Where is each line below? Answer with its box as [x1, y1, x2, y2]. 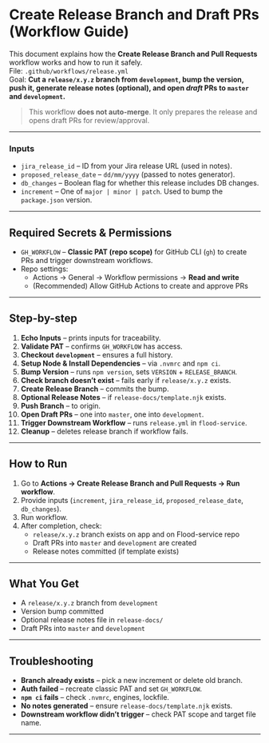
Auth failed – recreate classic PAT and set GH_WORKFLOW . [20, 684, 203, 693]
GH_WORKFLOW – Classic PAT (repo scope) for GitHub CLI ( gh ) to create [20, 247, 247, 257]
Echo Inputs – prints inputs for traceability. [20, 333, 161, 342]
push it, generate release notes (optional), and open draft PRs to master [9, 82, 250, 93]
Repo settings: [20, 264, 69, 274]
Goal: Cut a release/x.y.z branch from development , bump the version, [9, 74, 244, 84]
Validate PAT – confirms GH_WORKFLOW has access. [20, 342, 183, 351]
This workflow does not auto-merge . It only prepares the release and [28, 106, 258, 117]
